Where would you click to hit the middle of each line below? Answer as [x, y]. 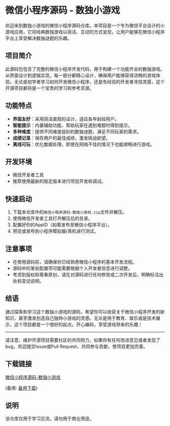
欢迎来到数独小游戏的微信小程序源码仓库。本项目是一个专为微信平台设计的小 [85, 25]
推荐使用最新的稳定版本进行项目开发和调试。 [59, 181]
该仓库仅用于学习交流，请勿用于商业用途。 [50, 419]
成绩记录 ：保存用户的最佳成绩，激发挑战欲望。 [61, 138]
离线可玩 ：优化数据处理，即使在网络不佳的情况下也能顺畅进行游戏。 [83, 144]
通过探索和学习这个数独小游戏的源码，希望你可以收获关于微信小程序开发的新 [85, 312]
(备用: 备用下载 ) [22, 388]
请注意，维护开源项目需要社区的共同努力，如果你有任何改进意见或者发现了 [83, 340]
